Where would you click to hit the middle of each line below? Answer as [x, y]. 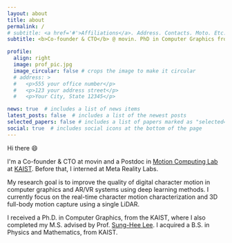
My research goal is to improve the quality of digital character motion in [109, 182]
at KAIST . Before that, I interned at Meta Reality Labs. [83, 168]
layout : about [28, 13]
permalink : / [26, 26]
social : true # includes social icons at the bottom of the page [105, 128]
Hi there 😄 [22, 148]
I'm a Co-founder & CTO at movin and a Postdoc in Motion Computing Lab [113, 161]
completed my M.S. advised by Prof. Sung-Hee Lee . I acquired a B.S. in [108, 224]
